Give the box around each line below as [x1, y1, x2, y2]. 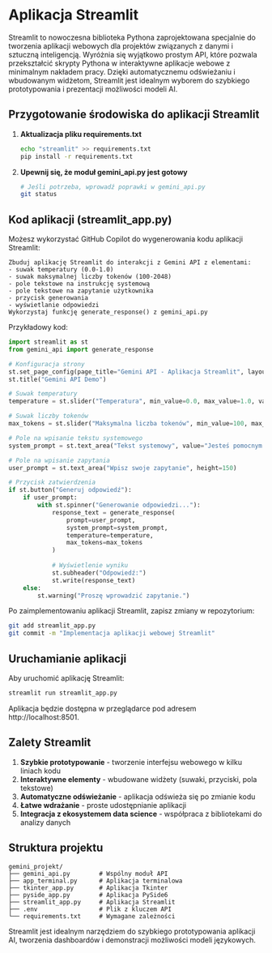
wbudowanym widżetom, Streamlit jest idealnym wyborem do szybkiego [8, 75, 250, 85]
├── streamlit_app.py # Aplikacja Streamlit [8, 898, 176, 906]
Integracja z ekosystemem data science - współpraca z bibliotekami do [19, 809, 262, 818]
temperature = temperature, [66, 531, 154, 540]
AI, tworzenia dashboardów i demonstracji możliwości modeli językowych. [8, 934, 257, 945]
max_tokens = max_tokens [66, 539, 143, 547]
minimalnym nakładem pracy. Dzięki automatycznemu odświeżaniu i [8, 66, 236, 76]
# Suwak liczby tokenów [8, 412, 89, 421]
